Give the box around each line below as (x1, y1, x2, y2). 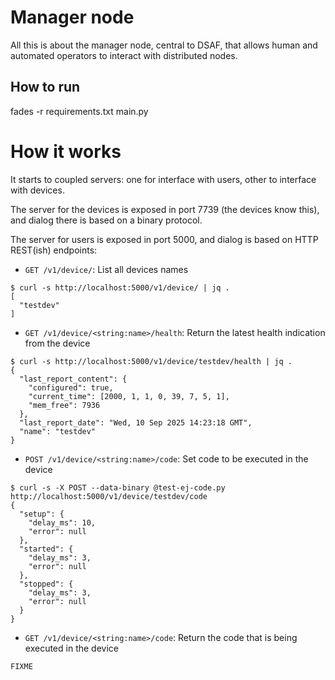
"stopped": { (19, 579, 74, 589)
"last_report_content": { (19, 374, 128, 384)
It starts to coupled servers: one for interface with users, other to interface (10, 173, 317, 185)
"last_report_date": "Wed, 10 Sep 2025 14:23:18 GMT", (19, 417, 253, 428)
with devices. (10, 184, 65, 196)
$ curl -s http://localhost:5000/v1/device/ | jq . (10, 282, 230, 293)
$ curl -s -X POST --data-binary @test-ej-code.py (10, 482, 226, 493)
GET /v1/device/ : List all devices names (24, 263, 189, 275)
